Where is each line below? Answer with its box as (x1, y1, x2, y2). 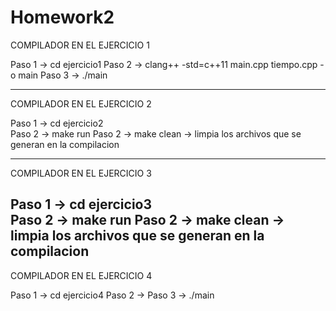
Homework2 (10, 6, 115, 29)
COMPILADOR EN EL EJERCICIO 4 (10, 269, 153, 281)
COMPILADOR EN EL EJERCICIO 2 (10, 97, 152, 110)
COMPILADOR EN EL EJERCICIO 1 (10, 39, 150, 51)
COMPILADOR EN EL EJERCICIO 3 (10, 167, 152, 179)
